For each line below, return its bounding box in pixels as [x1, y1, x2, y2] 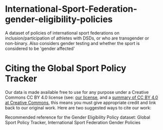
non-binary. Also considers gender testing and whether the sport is [5, 40, 140, 46]
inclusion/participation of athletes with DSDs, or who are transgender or [5, 35, 149, 41]
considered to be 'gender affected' [5, 45, 75, 51]
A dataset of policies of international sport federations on [5, 30, 120, 36]
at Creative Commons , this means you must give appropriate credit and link [5, 99, 156, 106]
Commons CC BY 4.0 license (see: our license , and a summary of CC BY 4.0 [5, 94, 158, 100]
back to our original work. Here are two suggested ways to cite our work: [5, 105, 152, 110]
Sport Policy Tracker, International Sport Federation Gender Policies [5, 119, 141, 125]
